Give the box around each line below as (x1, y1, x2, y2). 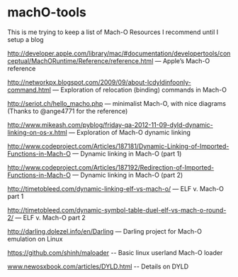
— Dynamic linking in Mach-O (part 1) (72, 149, 182, 158)
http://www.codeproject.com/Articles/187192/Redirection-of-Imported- (7, 163, 215, 171)
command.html (7, 85, 52, 94)
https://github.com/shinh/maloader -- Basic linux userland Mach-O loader (7, 248, 223, 256)
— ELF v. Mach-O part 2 (15, 213, 86, 222)
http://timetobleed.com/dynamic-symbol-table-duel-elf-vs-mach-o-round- (7, 205, 227, 214)
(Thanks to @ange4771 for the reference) (7, 107, 128, 115)
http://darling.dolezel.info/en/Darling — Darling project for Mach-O (7, 227, 202, 235)
